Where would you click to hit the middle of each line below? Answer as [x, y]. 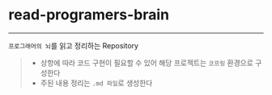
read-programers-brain [89, 15]
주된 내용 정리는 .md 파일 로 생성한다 [96, 83]
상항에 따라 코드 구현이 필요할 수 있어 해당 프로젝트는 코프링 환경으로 [147, 63]
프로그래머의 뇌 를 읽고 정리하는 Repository [74, 45]
